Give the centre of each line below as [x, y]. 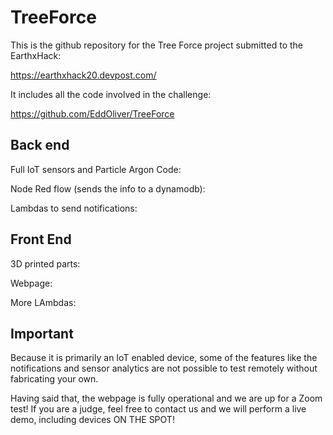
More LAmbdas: [43, 302]
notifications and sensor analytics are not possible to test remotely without [164, 368]
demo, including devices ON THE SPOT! [92, 420]
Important [42, 333]
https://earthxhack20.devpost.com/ [83, 75]
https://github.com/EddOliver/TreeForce [92, 113]
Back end [40, 145]
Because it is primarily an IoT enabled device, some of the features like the [164, 358]
